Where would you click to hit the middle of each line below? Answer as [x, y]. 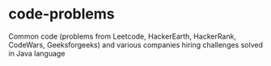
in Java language [37, 53]
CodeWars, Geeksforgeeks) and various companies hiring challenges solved [136, 44]
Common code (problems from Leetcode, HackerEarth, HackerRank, [123, 36]
